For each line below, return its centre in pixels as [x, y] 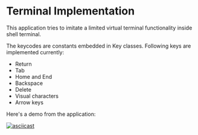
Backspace [29, 83]
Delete [23, 89]
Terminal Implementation [70, 11]
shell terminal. [24, 34]
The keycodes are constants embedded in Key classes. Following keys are [99, 46]
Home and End [34, 77]
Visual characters [37, 96]
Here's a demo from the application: [51, 114]
